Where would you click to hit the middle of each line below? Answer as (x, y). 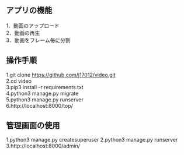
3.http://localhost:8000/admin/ (43, 146)
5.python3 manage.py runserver (45, 99)
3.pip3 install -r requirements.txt (45, 87)
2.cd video (19, 81)
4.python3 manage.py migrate (42, 93)
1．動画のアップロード (33, 26)
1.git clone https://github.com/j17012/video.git (61, 75)
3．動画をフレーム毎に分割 (39, 40)
